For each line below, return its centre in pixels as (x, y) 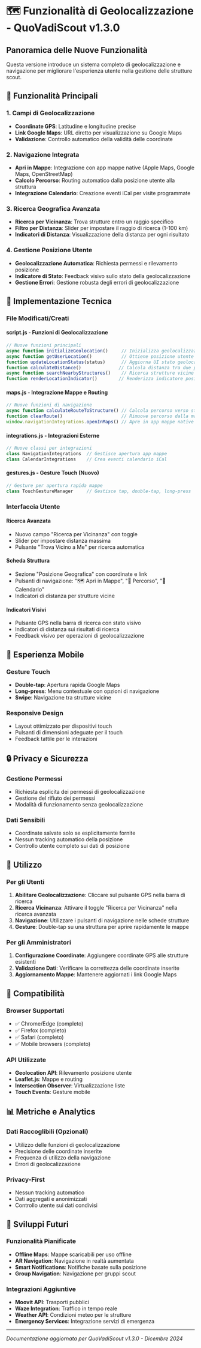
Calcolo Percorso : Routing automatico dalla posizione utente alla (95, 180)
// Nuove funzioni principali (44, 345)
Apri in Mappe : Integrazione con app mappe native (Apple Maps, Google (105, 168)
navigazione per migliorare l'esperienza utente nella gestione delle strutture (99, 71)
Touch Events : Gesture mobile (53, 1092)
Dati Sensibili (26, 820)
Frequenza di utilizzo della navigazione (63, 1157)
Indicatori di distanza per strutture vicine (65, 596)
